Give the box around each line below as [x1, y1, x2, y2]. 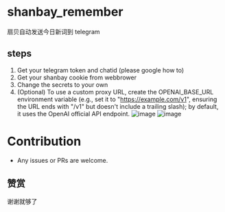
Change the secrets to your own [16, 80, 108, 89]
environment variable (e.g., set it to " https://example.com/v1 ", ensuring [16, 95, 217, 103]
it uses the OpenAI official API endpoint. [16, 109, 130, 118]
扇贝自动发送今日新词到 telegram [7, 27, 101, 36]
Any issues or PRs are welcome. [16, 156, 108, 164]
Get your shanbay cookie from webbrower [16, 73, 137, 81]
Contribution [7, 133, 82, 149]
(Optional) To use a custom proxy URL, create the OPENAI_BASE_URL [16, 88, 214, 96]
